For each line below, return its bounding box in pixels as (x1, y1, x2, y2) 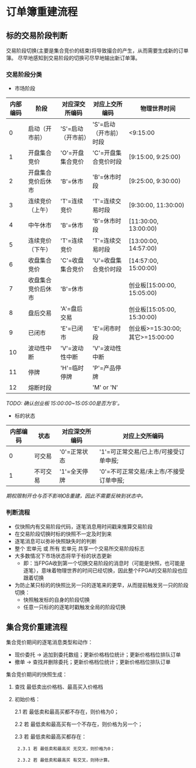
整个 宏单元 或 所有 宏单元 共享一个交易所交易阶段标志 (14, 545, 145, 552)
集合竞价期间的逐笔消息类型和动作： (6, 639, 93, 646)
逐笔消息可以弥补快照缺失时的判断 (14, 537, 97, 544)
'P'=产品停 (92, 364, 121, 372)
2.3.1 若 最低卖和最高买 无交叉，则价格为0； (17, 746, 115, 752)
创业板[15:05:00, (128, 306, 176, 314)
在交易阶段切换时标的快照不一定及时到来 (14, 530, 112, 537)
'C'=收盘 (60, 256, 84, 265)
